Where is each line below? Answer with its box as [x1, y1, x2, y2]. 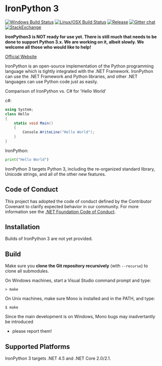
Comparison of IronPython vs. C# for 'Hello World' [5, 88, 106, 94]
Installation [5, 223, 40, 231]
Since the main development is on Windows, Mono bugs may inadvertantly [5, 314, 155, 320]
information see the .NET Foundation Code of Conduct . [5, 209, 116, 215]
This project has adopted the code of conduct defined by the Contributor [5, 198, 152, 204]
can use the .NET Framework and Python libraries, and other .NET [5, 73, 138, 79]
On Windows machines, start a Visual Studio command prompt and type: [5, 278, 151, 283]
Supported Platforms [5, 343, 70, 351]
